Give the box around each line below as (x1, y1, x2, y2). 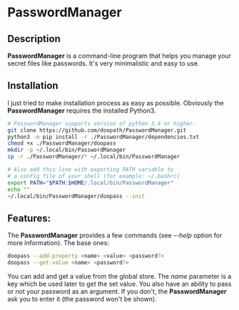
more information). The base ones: (7, 239, 109, 247)
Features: (7, 212, 51, 224)
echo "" (7, 186, 31, 193)
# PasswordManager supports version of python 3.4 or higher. (7, 120, 196, 127)
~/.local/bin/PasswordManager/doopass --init (7, 192, 145, 200)
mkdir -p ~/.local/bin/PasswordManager (7, 147, 126, 154)
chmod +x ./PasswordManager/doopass (7, 140, 116, 147)
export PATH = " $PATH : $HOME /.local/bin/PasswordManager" (7, 179, 174, 186)
